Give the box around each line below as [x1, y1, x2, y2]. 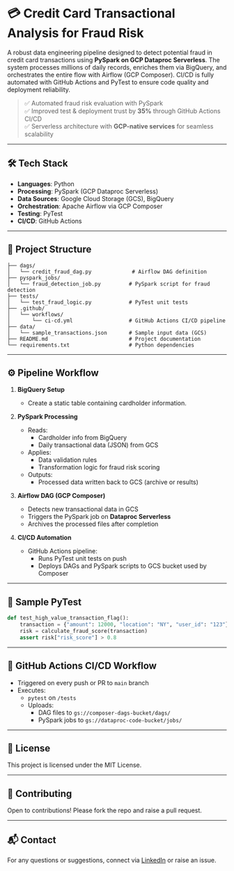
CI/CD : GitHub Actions [17, 217, 82, 225]
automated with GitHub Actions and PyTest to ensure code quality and [7, 78, 209, 86]
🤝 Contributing [7, 787, 72, 800]
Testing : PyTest [17, 209, 63, 217]
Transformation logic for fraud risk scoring [38, 463, 160, 471]
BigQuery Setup [17, 386, 65, 394]
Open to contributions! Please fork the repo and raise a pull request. [7, 806, 202, 814]
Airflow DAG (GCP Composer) [17, 492, 106, 500]
